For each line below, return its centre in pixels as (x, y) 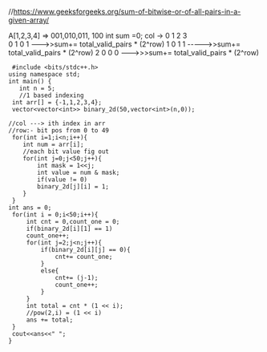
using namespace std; (44, 75)
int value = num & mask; (79, 172)
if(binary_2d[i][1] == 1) (69, 229)
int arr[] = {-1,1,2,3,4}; (57, 103)
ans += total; (50, 320)
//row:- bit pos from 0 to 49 (59, 131)
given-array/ (29, 20)
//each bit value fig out (66, 152)
